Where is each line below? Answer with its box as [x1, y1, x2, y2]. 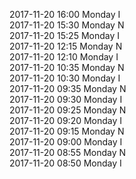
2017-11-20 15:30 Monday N [9, 19, 125, 31]
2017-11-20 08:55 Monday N [9, 147, 127, 158]
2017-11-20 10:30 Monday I [9, 72, 121, 84]
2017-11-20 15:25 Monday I [9, 30, 121, 41]
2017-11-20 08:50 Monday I [9, 157, 122, 169]
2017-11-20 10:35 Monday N [9, 62, 125, 73]
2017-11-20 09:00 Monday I [9, 136, 123, 148]
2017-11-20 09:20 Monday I [9, 115, 123, 126]
